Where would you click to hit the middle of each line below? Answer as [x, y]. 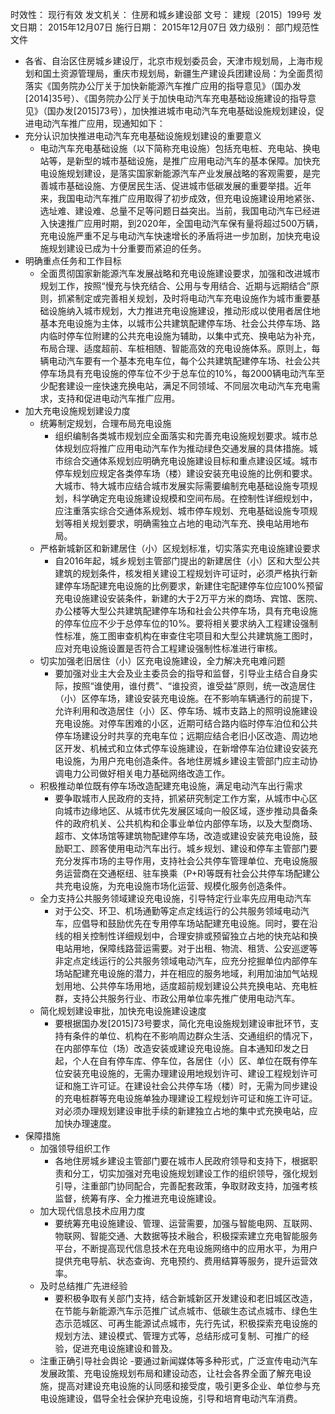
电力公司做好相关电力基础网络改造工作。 [147, 773]
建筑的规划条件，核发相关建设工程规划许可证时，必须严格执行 [182, 573]
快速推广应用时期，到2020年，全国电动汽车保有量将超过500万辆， [186, 223]
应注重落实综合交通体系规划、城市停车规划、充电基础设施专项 [182, 511]
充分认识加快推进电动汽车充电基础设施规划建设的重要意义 [143, 136]
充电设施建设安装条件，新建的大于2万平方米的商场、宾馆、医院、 [188, 598]
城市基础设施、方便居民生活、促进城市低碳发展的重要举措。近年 [180, 186]
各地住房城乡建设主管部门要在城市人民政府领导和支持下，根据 [182, 1161]
